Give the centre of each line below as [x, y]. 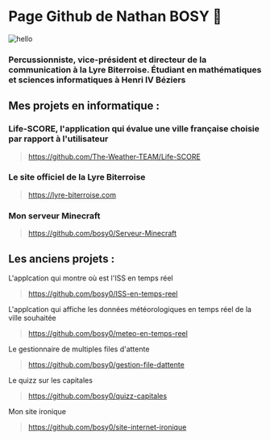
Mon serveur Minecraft [54, 215]
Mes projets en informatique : [84, 106]
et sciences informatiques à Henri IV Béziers [97, 80]
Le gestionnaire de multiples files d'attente [79, 349]
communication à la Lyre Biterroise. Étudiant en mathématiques [135, 69]
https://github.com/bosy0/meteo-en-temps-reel [108, 333]
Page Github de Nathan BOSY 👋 [115, 17]
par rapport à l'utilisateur [58, 139]
